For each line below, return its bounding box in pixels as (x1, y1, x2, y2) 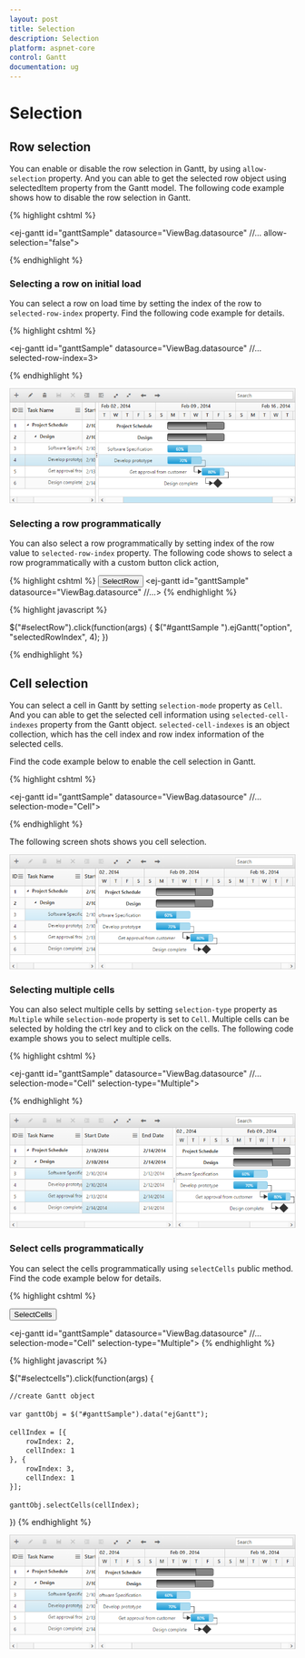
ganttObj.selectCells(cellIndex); (9, 1501, 141, 1510)
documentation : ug (9, 63, 79, 72)
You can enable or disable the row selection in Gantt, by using (9, 164, 241, 174)
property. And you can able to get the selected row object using (48, 173, 288, 184)
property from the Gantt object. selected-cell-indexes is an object (40, 719, 290, 729)
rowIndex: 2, (25, 1437, 75, 1446)
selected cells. (9, 739, 64, 749)
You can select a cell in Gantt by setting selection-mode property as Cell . (9, 700, 283, 710)
